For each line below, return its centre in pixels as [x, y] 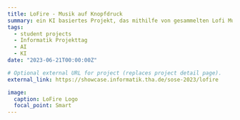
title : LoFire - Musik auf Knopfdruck [65, 14]
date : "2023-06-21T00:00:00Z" [52, 60]
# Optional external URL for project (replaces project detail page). [115, 73]
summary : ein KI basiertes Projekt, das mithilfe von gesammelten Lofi [116, 21]
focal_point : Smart [43, 106]
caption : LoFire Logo [46, 99]
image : [17, 92]
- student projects [43, 34]
